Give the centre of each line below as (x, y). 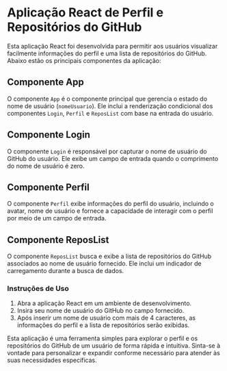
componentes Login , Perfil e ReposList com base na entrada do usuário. (110, 113)
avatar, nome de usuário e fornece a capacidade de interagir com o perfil (110, 211)
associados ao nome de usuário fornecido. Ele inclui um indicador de (104, 264)
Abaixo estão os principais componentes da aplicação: (84, 60)
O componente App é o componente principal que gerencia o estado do (107, 99)
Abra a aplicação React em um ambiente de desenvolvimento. (104, 303)
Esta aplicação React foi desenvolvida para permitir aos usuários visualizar (112, 46)
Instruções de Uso (38, 289)
